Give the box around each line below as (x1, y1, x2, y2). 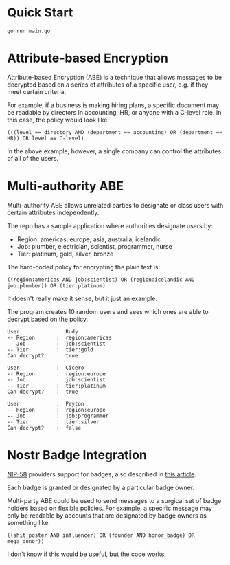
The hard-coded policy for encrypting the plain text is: (7, 263, 160, 271)
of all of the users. (7, 154, 59, 162)
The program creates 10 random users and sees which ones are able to (7, 307, 209, 315)
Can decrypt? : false (7, 424, 81, 431)
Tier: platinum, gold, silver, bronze (16, 250, 114, 258)
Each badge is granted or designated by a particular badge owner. (7, 483, 195, 491)
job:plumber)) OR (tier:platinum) (7, 282, 106, 289)
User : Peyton (7, 400, 84, 407)
